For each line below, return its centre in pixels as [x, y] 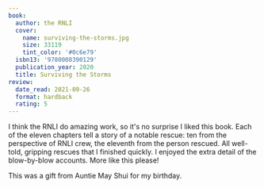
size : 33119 [42, 45]
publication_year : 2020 [54, 67]
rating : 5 [31, 104]
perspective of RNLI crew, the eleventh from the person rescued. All [119, 144]
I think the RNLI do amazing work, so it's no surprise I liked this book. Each [130, 127]
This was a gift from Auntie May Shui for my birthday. [95, 176]
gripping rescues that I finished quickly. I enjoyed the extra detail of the [140, 152]
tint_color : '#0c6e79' [60, 52]
